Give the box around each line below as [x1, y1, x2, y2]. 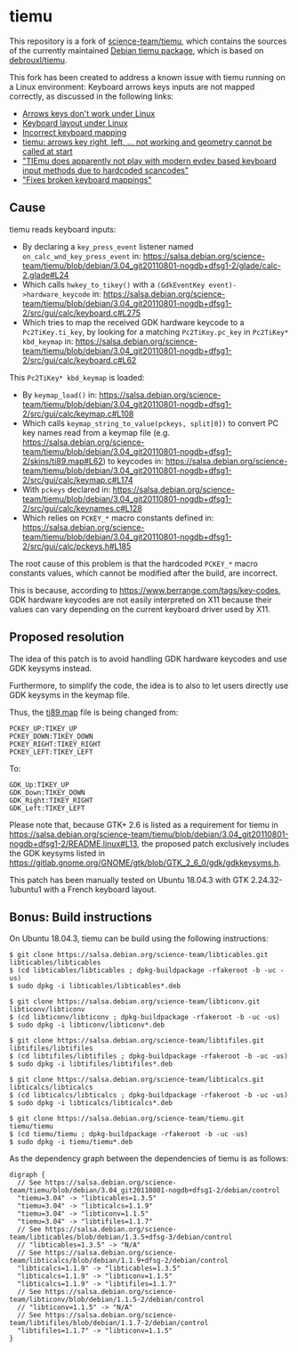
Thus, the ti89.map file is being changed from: [9, 707, 179, 717]
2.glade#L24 [21, 269, 69, 280]
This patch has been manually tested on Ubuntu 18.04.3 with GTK [9, 874, 249, 885]
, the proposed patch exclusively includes [136, 838, 290, 848]
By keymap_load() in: [21, 389, 98, 400]
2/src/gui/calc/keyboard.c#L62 [21, 355, 137, 365]
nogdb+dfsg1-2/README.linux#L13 [9, 838, 138, 848]
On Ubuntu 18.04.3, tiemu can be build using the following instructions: [9, 933, 269, 944]
